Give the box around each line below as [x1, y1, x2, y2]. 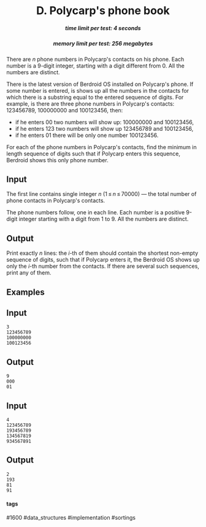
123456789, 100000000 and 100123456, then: [6, 106, 123, 114]
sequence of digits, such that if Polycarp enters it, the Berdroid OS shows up [6, 256, 200, 263]
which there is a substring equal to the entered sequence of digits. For [6, 93, 184, 101]
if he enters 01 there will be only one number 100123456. [15, 131, 159, 139]
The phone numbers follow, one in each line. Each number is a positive [6, 209, 185, 216]
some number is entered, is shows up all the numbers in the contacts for [6, 87, 189, 94]
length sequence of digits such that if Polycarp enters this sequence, [6, 150, 181, 157]
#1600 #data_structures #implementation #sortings [6, 514, 136, 521]
